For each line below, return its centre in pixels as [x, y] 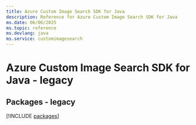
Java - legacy [40, 80]
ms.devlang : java [27, 33]
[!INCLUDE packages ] [33, 116]
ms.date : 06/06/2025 [31, 22]
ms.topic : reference [31, 28]
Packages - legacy [41, 102]
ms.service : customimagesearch [44, 39]
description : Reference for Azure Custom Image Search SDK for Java [92, 17]
